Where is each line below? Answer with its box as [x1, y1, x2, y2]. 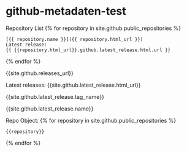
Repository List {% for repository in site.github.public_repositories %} [6, 24, 181, 32]
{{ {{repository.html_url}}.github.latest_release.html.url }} [6, 47, 171, 53]
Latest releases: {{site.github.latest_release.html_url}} [6, 81, 142, 89]
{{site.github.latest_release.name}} [6, 105, 94, 112]
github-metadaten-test [6, 4, 126, 18]
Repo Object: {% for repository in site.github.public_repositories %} [6, 117, 176, 124]
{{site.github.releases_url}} [6, 69, 74, 77]
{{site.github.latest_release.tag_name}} [6, 93, 105, 100]
